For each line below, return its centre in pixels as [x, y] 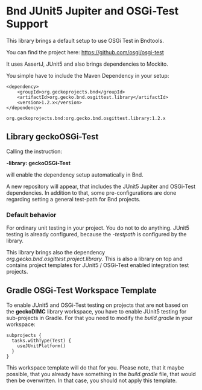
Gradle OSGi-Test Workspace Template [81, 291]
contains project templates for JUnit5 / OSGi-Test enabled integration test [98, 265]
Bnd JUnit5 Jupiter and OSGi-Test [93, 11]
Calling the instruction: [34, 151]
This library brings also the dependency [56, 253]
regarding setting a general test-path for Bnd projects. [73, 199]
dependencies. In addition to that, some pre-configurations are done [91, 193]
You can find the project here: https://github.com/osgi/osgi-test [85, 52]
